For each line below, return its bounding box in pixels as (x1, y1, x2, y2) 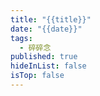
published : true (10, 52, 78, 62)
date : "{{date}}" (10, 24, 83, 34)
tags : (10, 33, 33, 43)
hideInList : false (10, 61, 87, 71)
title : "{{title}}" (10, 14, 92, 25)
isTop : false (10, 71, 65, 81)
